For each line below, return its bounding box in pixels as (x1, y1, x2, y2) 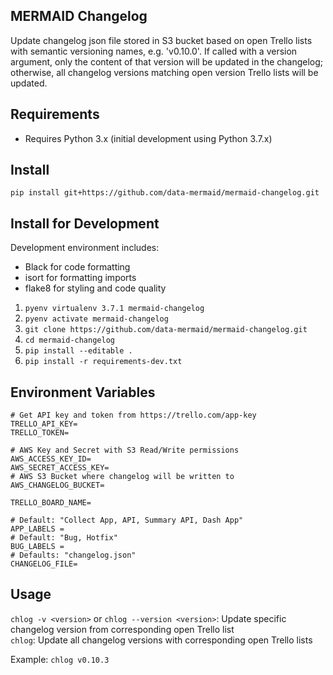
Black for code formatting (24, 261, 131, 273)
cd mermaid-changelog (24, 335, 115, 346)
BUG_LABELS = (10, 542, 65, 552)
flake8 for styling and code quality (24, 282, 167, 294)
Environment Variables (10, 384, 156, 401)
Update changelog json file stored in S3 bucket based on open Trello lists (10, 34, 313, 46)
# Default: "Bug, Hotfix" (10, 533, 118, 543)
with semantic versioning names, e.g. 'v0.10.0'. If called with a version (10, 45, 298, 57)
